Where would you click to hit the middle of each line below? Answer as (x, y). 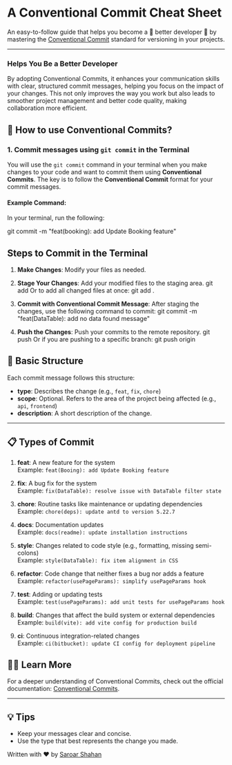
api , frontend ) (37, 405)
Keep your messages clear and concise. (74, 734)
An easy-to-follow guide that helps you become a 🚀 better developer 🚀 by (112, 32)
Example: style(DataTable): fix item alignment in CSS (97, 560)
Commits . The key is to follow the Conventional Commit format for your (110, 179)
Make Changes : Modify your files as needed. (81, 269)
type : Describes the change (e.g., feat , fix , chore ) (89, 391)
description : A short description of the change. (85, 413)
